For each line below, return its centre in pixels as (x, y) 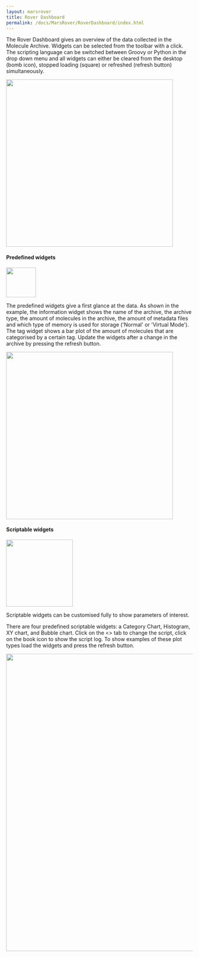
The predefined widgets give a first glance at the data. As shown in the (93, 305)
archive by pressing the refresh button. (54, 343)
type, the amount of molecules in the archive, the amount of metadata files (97, 318)
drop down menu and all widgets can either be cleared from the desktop (94, 59)
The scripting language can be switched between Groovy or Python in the (96, 52)
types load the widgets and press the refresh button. (70, 645)
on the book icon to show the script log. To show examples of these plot (94, 639)
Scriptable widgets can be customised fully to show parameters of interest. (98, 615)
